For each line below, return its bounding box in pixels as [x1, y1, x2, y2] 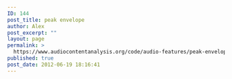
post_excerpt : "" [7, 29, 57, 36]
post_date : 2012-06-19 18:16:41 [7, 61, 100, 68]
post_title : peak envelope [7, 16, 85, 23]
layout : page [7, 36, 45, 43]
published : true [7, 55, 54, 62]
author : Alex [7, 23, 45, 30]
